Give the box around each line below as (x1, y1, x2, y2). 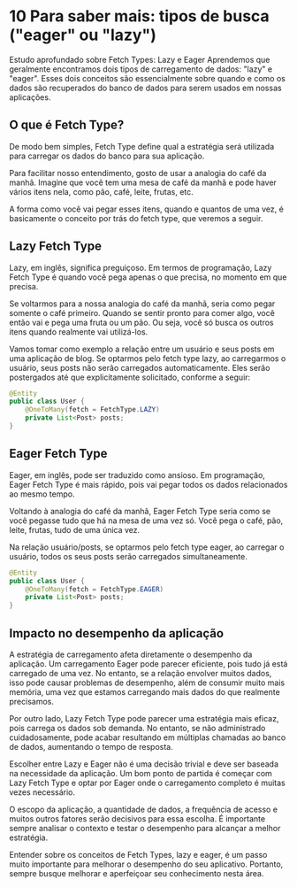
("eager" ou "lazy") (9, 25, 156, 45)
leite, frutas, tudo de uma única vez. (9, 524, 141, 535)
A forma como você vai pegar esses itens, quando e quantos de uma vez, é (9, 204, 285, 214)
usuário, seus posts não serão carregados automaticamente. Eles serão (9, 362, 270, 373)
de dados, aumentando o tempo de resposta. (9, 741, 174, 752)
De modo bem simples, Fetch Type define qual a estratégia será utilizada (9, 141, 275, 151)
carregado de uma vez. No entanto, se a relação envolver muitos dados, (9, 667, 272, 678)
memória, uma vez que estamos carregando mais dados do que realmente (9, 686, 280, 697)
